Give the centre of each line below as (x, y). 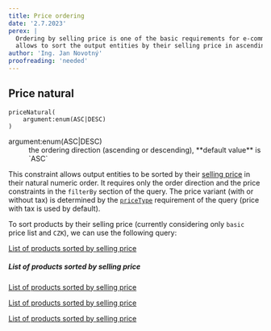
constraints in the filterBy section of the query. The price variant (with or (131, 191)
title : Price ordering (46, 16)
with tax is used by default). (54, 208)
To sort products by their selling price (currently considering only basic (126, 224)
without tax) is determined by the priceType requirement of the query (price (134, 199)
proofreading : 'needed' (48, 61)
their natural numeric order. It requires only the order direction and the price (134, 182)
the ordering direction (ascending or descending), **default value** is (145, 149)
